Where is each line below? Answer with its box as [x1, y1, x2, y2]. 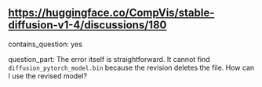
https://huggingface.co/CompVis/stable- [8, 6, 215, 20]
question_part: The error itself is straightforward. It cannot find [8, 54, 210, 63]
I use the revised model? [8, 71, 88, 81]
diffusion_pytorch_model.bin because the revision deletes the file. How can [8, 63, 255, 72]
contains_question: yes [8, 39, 82, 49]
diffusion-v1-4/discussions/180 [8, 19, 167, 32]
